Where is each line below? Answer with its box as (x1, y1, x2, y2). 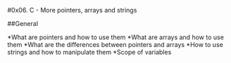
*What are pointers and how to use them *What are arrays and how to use (7, 33, 224, 41)
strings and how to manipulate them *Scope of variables (7, 48, 172, 56)
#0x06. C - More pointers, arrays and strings (7, 6, 137, 14)
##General (7, 20, 39, 27)
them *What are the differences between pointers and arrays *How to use (7, 41, 223, 48)
